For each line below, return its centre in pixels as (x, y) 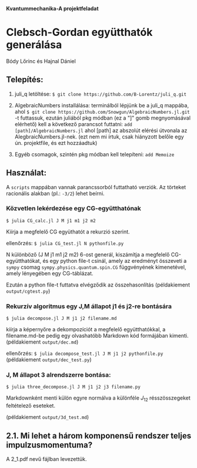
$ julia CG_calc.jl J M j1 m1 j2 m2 (51, 220)
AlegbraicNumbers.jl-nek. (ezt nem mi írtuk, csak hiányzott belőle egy (99, 136)
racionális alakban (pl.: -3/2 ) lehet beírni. (55, 193)
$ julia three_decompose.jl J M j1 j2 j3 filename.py (74, 387)
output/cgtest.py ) (28, 291)
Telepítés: (25, 80)
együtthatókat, (24, 261)
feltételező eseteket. (31, 406)
